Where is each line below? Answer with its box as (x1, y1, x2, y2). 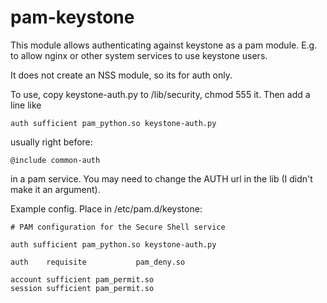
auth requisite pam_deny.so (10, 257, 186, 267)
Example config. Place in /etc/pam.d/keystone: (10, 202, 203, 215)
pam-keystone (10, 6, 135, 29)
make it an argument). (10, 183, 101, 195)
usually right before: (10, 136, 93, 148)
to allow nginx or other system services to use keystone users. (10, 49, 268, 61)
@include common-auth (10, 155, 101, 165)
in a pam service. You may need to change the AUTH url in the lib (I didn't (10, 172, 313, 185)
